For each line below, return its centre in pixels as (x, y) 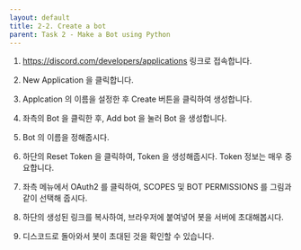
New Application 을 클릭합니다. (78, 80)
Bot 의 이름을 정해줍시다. (66, 138)
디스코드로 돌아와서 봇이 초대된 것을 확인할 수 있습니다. (118, 237)
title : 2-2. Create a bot (58, 26)
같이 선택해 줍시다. (55, 198)
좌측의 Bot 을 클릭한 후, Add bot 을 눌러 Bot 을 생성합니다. (124, 119)
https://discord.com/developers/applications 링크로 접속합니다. (137, 61)
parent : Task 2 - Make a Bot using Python (90, 34)
